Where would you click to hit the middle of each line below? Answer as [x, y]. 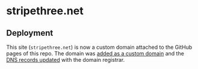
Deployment [30, 33]
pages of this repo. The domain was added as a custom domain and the [95, 54]
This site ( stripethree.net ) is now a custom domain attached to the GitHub [99, 47]
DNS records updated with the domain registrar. [66, 60]
